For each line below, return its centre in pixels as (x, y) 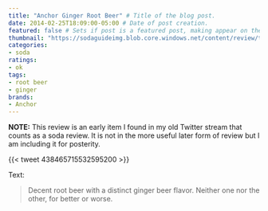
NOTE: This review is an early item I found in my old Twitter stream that (125, 127)
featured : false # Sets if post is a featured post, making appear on (128, 30)
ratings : (23, 61)
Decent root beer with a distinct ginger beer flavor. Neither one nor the (144, 190)
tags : (17, 75)
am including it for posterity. (55, 144)
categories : (28, 45)
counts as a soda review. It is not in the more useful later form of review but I (134, 135)
